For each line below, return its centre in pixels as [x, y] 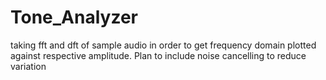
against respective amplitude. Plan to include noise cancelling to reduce [158, 55]
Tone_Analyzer [74, 17]
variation [28, 66]
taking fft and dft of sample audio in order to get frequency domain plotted [163, 45]
